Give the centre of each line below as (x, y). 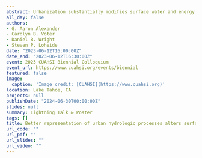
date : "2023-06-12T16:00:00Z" (44, 51)
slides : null (23, 107)
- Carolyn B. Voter (31, 34)
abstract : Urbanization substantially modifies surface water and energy (101, 12)
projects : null (25, 96)
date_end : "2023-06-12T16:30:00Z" (50, 56)
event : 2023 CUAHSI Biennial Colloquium (58, 62)
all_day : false (25, 17)
